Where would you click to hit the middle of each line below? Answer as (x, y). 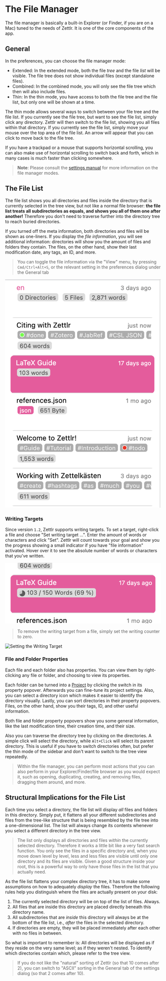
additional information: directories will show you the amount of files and (78, 242)
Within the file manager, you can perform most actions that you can (86, 766)
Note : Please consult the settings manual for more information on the (87, 167)
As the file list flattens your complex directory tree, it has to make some (78, 881)
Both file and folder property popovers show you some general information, (82, 721)
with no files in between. (37, 933)
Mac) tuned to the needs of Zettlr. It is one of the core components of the (80, 28)
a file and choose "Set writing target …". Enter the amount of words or (76, 535)
